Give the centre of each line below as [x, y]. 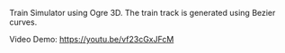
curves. [23, 22]
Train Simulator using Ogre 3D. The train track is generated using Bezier [142, 13]
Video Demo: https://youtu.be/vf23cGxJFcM [92, 39]
